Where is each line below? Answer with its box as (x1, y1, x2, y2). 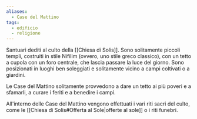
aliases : (6, 8, 28, 15)
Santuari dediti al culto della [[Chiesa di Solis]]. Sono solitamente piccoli (6, 46, 181, 53)
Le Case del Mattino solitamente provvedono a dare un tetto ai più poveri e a (6, 83, 191, 90)
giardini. (6, 72, 26, 79)
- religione (11, 30, 41, 36)
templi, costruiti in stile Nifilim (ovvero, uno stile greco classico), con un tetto (6, 53, 192, 60)
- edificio (11, 25, 38, 31)
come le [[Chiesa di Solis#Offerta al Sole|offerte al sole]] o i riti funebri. (6, 107, 178, 114)
